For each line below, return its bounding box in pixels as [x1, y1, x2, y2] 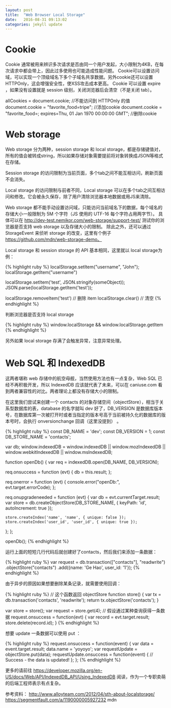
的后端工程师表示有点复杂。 [5, 680, 64, 687]
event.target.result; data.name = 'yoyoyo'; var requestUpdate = [5, 646, 138, 652]
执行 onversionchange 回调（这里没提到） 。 [27, 418, 121, 424]
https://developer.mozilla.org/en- [33, 668, 103, 674]
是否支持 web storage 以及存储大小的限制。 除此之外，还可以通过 [14, 223, 151, 230]
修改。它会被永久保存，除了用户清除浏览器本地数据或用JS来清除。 [14, 194, 154, 200]
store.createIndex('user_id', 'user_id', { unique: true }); [5, 519, 138, 524]
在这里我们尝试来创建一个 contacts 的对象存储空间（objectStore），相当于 [5, 399, 159, 405]
